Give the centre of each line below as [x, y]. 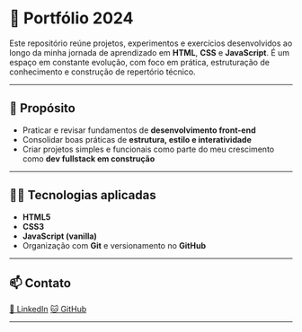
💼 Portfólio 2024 [71, 18]
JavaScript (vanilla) [59, 236]
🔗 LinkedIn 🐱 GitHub [48, 310]
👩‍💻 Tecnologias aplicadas [83, 195]
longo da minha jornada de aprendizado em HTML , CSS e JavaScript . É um [150, 52]
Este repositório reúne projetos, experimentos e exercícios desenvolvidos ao [151, 43]
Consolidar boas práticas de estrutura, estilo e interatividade [137, 139]
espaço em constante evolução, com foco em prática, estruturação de [139, 62]
